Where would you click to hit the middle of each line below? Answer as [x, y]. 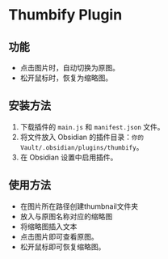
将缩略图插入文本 [48, 226]
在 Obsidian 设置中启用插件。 [69, 157]
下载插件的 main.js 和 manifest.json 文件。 [92, 126]
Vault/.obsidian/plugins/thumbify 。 [82, 146]
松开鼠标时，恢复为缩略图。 [66, 78]
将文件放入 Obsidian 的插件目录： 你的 [82, 137]
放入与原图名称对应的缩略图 [66, 216]
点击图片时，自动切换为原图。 [69, 68]
